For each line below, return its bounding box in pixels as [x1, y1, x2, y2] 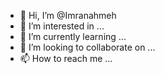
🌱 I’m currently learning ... [19, 31, 127, 42]
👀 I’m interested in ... [19, 20, 105, 32]
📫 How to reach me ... [19, 53, 113, 64]
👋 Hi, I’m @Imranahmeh [19, 10, 117, 21]
